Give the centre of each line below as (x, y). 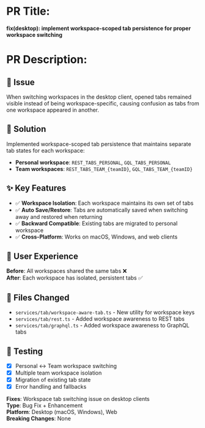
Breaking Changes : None (39, 419)
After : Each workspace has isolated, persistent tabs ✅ (75, 278)
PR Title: (28, 11)
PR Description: (47, 60)
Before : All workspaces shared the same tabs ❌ (67, 271)
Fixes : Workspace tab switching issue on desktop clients (78, 399)
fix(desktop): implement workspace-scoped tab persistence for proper (99, 28)
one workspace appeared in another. (53, 110)
